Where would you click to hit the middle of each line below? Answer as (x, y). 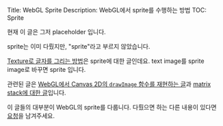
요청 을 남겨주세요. (31, 116)
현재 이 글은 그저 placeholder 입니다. (56, 32)
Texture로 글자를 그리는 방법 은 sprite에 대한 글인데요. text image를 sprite (106, 61)
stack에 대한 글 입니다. (37, 92)
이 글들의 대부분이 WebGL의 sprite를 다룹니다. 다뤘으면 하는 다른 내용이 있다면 (112, 107)
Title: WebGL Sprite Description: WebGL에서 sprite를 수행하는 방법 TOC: (107, 10)
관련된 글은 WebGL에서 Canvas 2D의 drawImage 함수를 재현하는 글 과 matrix (109, 84)
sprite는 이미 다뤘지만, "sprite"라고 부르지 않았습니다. (79, 46)
